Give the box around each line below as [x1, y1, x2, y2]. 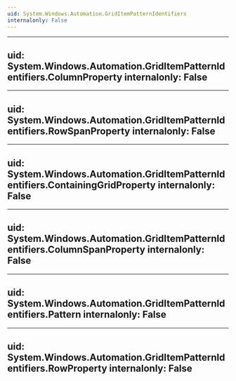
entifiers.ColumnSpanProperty [7, 243, 146, 256]
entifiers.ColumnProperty [7, 71, 123, 83]
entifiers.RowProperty [7, 362, 107, 374]
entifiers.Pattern [7, 309, 81, 321]
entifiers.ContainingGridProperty [7, 179, 156, 191]
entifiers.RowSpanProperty [7, 125, 131, 137]
